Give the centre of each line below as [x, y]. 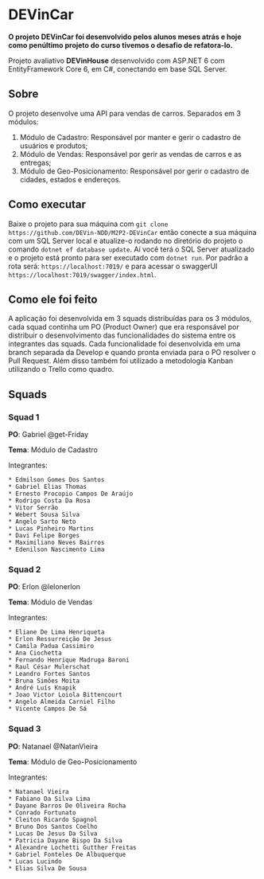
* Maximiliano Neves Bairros [56, 543]
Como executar [47, 205]
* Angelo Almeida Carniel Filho [62, 702]
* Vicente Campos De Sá [48, 709]
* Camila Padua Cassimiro [51, 647]
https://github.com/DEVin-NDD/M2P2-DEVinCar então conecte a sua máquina [132, 232]
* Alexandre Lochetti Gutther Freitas [72, 847]
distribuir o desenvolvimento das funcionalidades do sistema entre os [122, 335]
